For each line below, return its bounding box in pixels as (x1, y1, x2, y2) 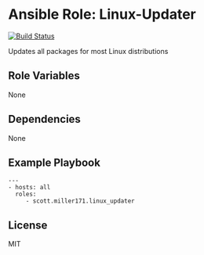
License (8, 218, 48, 232)
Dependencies (8, 113, 81, 126)
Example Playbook (8, 156, 100, 169)
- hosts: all (8, 184, 51, 192)
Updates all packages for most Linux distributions (8, 46, 169, 56)
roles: (15, 190, 37, 199)
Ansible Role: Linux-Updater (8, 5, 196, 23)
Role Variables (8, 69, 80, 83)
